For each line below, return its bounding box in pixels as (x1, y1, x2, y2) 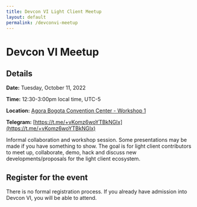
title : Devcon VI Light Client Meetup (6, 8, 102, 15)
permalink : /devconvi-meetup (6, 20, 78, 25)
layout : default (6, 14, 46, 20)
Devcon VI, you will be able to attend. (6, 195, 97, 202)
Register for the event (6, 172, 88, 182)
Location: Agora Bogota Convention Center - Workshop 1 (6, 107, 146, 114)
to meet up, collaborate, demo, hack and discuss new (6, 149, 137, 156)
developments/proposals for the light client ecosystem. (6, 155, 141, 163)
